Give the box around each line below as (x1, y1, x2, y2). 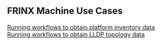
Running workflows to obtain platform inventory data (7, 23, 155, 31)
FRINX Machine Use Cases (7, 5, 123, 17)
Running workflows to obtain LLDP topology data (7, 30, 145, 38)
